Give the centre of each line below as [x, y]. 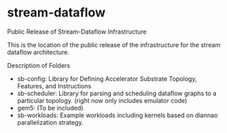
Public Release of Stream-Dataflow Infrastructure [77, 32]
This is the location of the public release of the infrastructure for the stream [114, 45]
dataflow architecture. [39, 52]
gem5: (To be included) [50, 108]
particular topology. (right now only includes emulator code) [102, 100]
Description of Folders [39, 65]
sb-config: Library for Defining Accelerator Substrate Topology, [107, 78]
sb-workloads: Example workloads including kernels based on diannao [117, 115]
